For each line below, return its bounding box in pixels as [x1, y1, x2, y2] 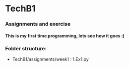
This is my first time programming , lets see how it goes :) [5, 33, 125, 38]
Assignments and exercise [5, 21, 71, 28]
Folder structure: [5, 45, 47, 52]
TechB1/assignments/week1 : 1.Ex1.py [12, 56, 89, 62]
